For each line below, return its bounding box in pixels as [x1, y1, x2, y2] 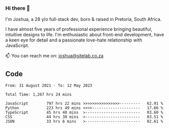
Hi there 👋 [5, 5, 31, 12]
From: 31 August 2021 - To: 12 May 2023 [5, 83, 93, 89]
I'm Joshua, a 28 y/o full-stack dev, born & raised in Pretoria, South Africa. [5, 16, 162, 23]
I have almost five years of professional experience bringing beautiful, [5, 26, 153, 32]
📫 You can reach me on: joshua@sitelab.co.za [5, 53, 104, 59]
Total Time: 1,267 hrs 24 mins [5, 92, 72, 97]
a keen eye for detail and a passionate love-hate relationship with [5, 37, 142, 43]
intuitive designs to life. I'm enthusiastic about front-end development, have [5, 32, 164, 38]
